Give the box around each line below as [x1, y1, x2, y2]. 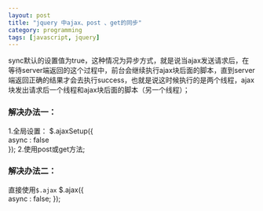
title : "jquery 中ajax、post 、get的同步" [8, 19, 142, 27]
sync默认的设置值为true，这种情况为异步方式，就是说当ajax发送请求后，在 [8, 56, 250, 65]
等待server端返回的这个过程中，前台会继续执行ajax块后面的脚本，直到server [8, 66, 255, 75]
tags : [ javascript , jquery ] [8, 33, 100, 42]
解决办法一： [8, 107, 57, 118]
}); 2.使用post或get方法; [8, 144, 86, 154]
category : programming [8, 26, 82, 34]
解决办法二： [8, 166, 57, 176]
